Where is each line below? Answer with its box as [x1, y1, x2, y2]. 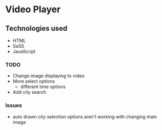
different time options [20, 83, 66, 90]
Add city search [12, 89, 47, 95]
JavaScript [12, 49, 36, 54]
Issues [5, 102, 22, 109]
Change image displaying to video [12, 73, 85, 79]
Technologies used [5, 24, 67, 33]
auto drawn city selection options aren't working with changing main [12, 114, 157, 120]
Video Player [5, 4, 61, 15]
